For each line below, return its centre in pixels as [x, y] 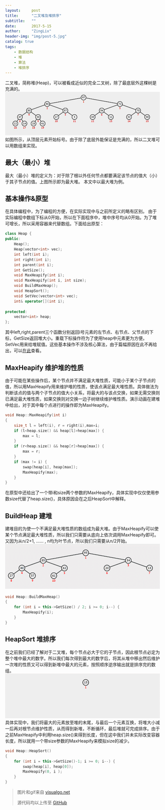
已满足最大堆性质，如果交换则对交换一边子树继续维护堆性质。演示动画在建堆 [82, 399]
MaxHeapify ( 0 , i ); [43, 772]
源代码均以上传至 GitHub [42, 803]
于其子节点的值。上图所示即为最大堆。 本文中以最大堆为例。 [66, 181]
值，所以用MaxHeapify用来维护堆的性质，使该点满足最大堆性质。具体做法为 [82, 387]
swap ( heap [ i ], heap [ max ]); [50, 467]
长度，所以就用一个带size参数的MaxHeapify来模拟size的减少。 [69, 741]
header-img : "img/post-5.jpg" [36, 36]
